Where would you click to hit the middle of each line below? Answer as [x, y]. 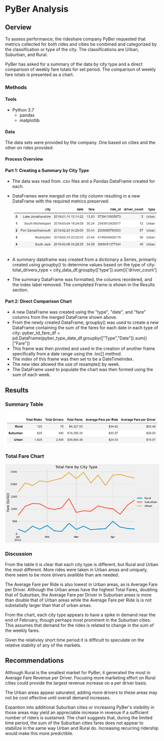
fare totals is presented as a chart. [40, 74]
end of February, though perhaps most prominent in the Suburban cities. [78, 620]
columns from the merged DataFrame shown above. [65, 317]
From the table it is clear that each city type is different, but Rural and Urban [82, 564]
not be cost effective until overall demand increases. [58, 698]
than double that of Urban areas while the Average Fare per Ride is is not [78, 600]
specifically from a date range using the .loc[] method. [67, 354]
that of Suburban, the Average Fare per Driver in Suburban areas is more [78, 595]
